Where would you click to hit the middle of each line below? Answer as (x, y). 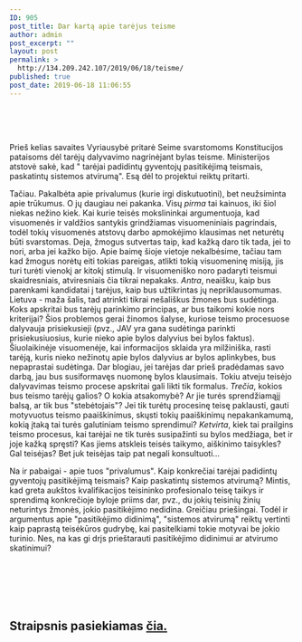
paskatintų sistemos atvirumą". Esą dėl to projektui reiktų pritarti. (130, 176)
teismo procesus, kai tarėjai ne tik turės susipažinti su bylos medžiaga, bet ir (151, 434)
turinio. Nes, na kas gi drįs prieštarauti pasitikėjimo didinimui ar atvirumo (144, 538)
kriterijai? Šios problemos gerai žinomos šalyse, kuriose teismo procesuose (150, 319)
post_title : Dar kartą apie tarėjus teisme (93, 26)
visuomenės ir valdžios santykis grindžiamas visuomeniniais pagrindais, (143, 222)
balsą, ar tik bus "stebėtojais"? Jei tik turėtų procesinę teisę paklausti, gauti (149, 405)
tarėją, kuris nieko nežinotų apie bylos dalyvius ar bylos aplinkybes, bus (143, 357)
